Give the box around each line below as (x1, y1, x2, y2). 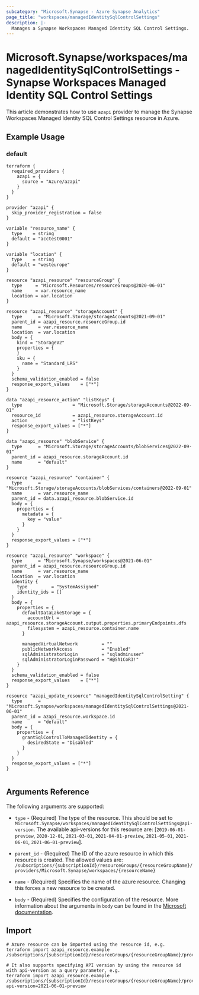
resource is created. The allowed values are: (14, 856, 123, 863)
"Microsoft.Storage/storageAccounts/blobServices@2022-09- (43, 443, 192, 449)
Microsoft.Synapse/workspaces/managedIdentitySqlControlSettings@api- (14, 820, 193, 826)
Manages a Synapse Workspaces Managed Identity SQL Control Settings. (11, 25, 190, 31)
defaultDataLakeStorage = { (21, 610, 92, 616)
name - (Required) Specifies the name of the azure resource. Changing (14, 878, 185, 885)
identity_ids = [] (17, 589, 62, 595)
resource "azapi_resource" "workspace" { (6, 553, 110, 559)
